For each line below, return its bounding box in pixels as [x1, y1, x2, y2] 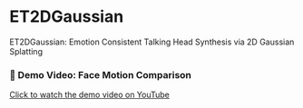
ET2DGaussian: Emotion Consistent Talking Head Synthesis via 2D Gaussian [9, 36, 295, 47]
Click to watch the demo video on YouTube [9, 89, 171, 101]
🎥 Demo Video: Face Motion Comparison [9, 68, 192, 81]
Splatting [9, 45, 44, 56]
